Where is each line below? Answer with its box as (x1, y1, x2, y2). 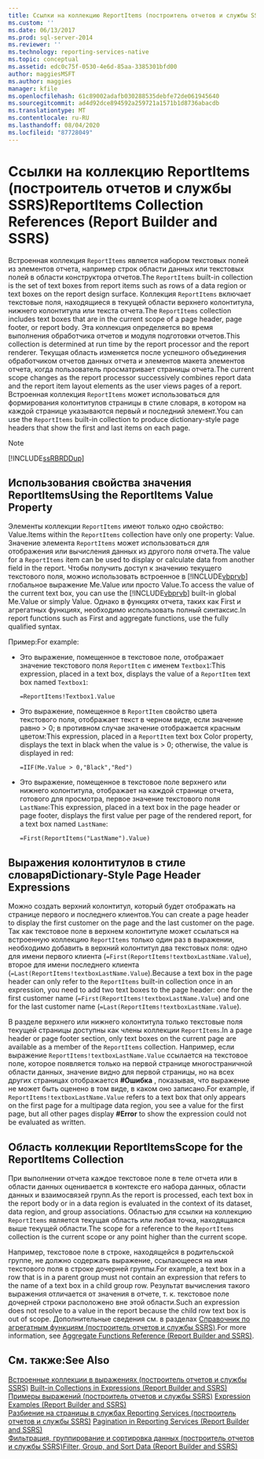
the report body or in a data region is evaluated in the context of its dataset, (8, 1198, 253, 1208)
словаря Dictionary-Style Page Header (8, 868, 201, 882)
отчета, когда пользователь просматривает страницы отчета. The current (8, 364, 255, 374)
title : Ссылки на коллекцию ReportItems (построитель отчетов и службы (8, 11, 247, 20)
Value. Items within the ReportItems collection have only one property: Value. (8, 530, 255, 539)
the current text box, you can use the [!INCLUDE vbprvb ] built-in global (8, 588, 236, 598)
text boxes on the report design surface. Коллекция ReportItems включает (8, 289, 251, 298)
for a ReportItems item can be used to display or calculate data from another (8, 555, 255, 565)
